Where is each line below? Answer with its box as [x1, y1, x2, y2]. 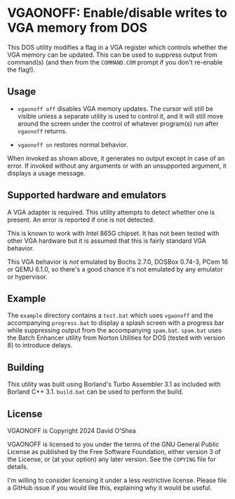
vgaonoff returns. [17, 126, 68, 135]
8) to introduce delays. [7, 341, 73, 350]
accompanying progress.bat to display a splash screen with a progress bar [7, 319, 224, 327]
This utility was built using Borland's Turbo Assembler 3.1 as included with [7, 380, 221, 389]
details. [7, 463, 29, 471]
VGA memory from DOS [7, 20, 148, 36]
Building [7, 361, 44, 373]
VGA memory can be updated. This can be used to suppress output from [7, 51, 217, 59]
